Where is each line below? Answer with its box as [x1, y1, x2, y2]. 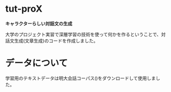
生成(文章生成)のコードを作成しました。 [14, 38, 99, 44]
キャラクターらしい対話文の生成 [5, 20, 72, 26]
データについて [5, 57, 68, 69]
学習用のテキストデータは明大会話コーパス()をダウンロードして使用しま [5, 75, 156, 81]
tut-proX [5, 3, 42, 15]
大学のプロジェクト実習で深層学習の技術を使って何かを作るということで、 [5, 31, 162, 37]
